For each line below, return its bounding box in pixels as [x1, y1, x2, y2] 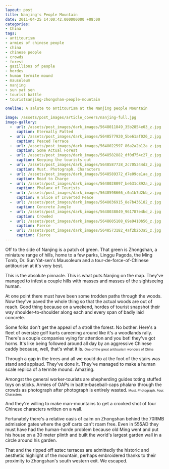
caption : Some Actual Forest [16, 148, 78, 153]
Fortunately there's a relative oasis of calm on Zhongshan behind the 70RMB [5, 415, 164, 421]
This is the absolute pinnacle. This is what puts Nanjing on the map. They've [5, 272, 164, 278]
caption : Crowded [16, 214, 53, 219]
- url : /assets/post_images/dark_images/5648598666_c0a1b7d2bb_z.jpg [10, 190, 161, 195]
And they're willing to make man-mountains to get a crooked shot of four [5, 400, 156, 406]
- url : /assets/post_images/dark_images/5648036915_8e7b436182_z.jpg [10, 200, 161, 205]
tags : [5, 31, 17, 36]
